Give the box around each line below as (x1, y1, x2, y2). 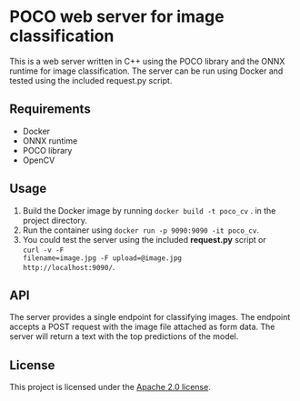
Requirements (9, 102, 91, 117)
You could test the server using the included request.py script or (22, 234, 266, 245)
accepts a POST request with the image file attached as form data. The (9, 321, 275, 333)
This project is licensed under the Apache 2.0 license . (9, 382, 211, 393)
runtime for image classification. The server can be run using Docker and (9, 65, 284, 76)
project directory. (22, 215, 88, 226)
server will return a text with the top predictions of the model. (9, 331, 239, 342)
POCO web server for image (9, 6, 225, 27)
